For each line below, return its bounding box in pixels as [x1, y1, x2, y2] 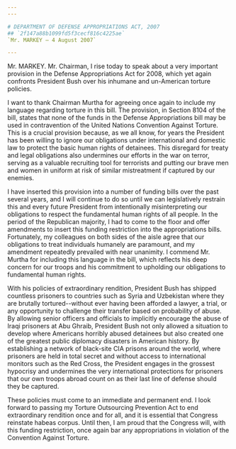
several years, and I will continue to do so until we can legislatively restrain [7, 195, 225, 204]
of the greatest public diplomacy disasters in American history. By [7, 337, 200, 345]
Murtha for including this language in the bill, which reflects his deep [7, 255, 208, 264]
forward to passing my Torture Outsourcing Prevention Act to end [7, 404, 198, 412]
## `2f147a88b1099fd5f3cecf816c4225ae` [7, 30, 125, 37]
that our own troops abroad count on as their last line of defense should [7, 375, 218, 383]
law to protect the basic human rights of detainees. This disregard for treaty [7, 143, 229, 153]
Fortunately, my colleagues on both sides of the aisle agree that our [7, 233, 205, 241]
